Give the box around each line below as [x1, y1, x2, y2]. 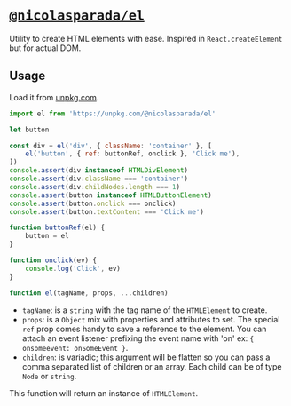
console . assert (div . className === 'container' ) [9, 174, 189, 183]
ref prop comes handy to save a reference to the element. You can [21, 323, 267, 334]
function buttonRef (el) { [9, 223, 105, 233]
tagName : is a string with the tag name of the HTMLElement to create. [21, 305, 268, 315]
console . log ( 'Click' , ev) [25, 264, 122, 273]
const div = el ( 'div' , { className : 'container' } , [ [9, 141, 213, 150]
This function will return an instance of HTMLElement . [9, 387, 198, 398]
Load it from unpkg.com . [9, 92, 99, 102]
